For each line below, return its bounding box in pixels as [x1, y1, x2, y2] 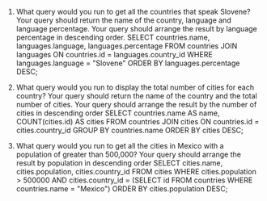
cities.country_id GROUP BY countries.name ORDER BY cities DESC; [15, 125, 244, 135]
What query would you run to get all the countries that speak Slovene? [15, 7, 251, 16]
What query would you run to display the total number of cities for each [15, 82, 255, 92]
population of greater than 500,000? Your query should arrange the [15, 149, 241, 159]
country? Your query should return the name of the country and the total [15, 91, 257, 100]
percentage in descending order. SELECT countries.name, [15, 32, 210, 42]
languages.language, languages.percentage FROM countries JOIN [15, 41, 238, 51]
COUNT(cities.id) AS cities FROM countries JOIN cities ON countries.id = [15, 117, 260, 126]
